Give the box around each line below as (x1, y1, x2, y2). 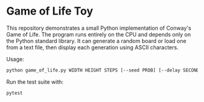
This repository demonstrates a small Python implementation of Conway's (6, 24, 191, 32)
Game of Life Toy (6, 4, 93, 18)
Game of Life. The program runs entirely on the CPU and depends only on (6, 30, 191, 38)
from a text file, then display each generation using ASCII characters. (6, 44, 179, 51)
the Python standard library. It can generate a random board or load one (6, 37, 186, 44)
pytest (6, 90, 23, 96)
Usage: (6, 55, 24, 63)
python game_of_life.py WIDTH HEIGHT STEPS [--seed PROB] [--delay (6, 67, 181, 73)
